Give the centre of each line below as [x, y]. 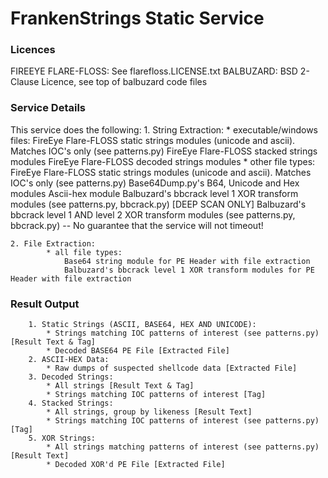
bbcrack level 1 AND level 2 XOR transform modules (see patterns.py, [153, 214]
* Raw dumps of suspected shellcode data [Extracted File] [172, 368]
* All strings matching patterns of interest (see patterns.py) [183, 447]
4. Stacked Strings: [71, 403]
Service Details [48, 108]
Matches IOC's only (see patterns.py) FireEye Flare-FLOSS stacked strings [164, 151]
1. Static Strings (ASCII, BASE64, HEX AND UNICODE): [142, 325]
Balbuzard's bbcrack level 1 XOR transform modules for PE [189, 270]
